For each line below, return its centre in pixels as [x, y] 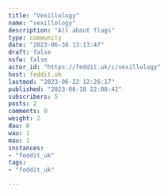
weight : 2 [25, 119]
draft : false [30, 52]
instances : [26, 148]
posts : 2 [23, 104]
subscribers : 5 [33, 96]
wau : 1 [19, 133]
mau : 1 [19, 140]
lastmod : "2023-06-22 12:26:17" [61, 81]
